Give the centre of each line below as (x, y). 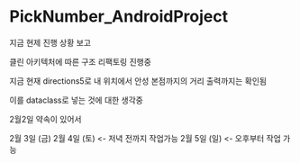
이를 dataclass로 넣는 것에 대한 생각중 (77, 100)
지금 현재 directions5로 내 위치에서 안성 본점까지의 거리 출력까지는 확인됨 (138, 81)
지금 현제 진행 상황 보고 (50, 42)
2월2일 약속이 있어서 (45, 119)
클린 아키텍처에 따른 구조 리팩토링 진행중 (80, 61)
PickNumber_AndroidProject (118, 17)
